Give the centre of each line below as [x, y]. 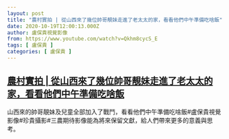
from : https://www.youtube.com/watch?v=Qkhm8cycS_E [82, 39]
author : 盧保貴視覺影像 [37, 33]
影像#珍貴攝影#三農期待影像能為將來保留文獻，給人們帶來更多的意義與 [107, 120]
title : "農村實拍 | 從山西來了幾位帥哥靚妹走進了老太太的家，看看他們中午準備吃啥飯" [115, 20]
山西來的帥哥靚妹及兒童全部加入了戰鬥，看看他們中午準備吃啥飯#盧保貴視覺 [114, 112]
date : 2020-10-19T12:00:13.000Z [53, 26]
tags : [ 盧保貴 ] [30, 45]
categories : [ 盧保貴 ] [39, 52]
